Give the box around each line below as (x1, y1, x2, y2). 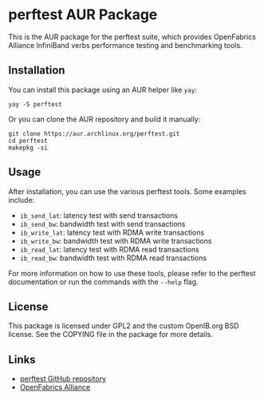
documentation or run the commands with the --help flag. (8, 277, 199, 287)
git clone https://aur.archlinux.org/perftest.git (8, 129, 180, 137)
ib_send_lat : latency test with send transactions (19, 210, 178, 220)
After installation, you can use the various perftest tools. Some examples (8, 186, 246, 196)
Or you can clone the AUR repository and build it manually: (8, 114, 201, 124)
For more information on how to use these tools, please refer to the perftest (8, 268, 256, 278)
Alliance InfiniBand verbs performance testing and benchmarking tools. (8, 40, 242, 50)
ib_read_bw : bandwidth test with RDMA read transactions (19, 253, 207, 263)
